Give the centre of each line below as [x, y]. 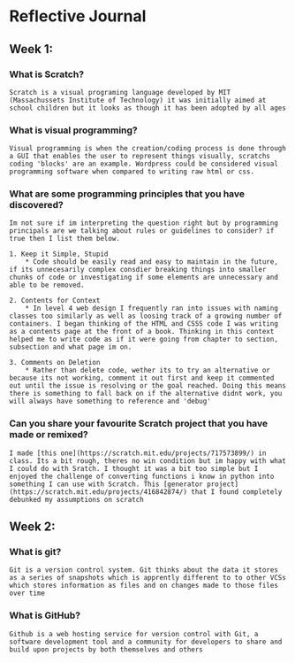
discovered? [37, 205]
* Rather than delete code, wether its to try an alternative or [148, 370]
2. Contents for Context [55, 301]
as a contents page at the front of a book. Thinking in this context [142, 332]
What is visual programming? [74, 130]
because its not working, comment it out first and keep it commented [142, 378]
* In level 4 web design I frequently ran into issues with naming [151, 308]
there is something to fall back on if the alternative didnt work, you [146, 394]
